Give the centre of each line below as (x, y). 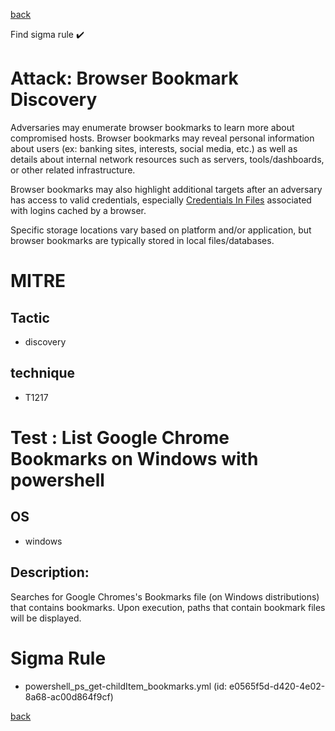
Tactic (30, 317)
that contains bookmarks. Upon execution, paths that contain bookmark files (168, 607)
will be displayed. (46, 618)
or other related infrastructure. (73, 170)
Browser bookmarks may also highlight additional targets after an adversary (166, 189)
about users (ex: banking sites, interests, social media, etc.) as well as (154, 148)
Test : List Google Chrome (120, 437)
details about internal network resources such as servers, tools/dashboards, (167, 159)
